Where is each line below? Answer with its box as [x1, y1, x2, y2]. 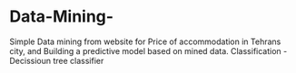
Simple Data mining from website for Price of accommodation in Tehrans [9, 36, 281, 47]
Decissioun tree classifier [9, 55, 104, 66]
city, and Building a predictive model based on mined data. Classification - [9, 45, 288, 56]
